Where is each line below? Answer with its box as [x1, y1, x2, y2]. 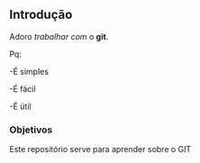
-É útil [9, 101, 32, 112]
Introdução [9, 7, 73, 23]
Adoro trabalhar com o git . [9, 31, 109, 41]
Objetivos [9, 123, 53, 136]
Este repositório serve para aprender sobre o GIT [9, 144, 192, 155]
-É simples [9, 66, 50, 77]
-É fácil [9, 83, 36, 94]
